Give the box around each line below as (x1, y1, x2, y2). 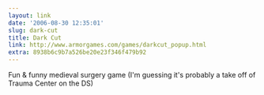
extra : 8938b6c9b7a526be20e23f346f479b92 (8, 48, 147, 56)
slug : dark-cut (8, 26, 58, 34)
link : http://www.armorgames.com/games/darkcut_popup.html (8, 41, 207, 49)
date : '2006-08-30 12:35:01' (8, 19, 104, 27)
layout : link (8, 11, 51, 20)
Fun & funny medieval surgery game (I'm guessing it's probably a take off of (8, 70, 256, 79)
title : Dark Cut (8, 33, 62, 42)
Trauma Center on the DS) (8, 78, 93, 88)
